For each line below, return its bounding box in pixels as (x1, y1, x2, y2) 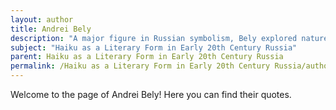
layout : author (10, 14, 74, 25)
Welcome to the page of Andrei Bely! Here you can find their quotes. (10, 89, 292, 100)
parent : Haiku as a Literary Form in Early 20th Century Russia (10, 52, 284, 62)
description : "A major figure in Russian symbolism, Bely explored (10, 33, 298, 43)
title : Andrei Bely (10, 24, 92, 34)
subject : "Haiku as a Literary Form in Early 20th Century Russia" (10, 42, 298, 53)
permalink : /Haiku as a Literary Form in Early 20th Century (10, 61, 271, 71)
